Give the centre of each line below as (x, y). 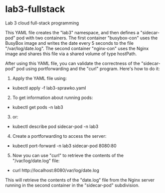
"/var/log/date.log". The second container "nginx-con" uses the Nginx (77, 48)
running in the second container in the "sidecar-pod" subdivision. (72, 185)
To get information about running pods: (53, 97)
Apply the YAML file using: (40, 78)
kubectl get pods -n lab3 (38, 107)
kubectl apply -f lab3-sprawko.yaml (49, 88)
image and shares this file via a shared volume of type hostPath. (71, 54)
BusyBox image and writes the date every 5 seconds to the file (69, 43)
